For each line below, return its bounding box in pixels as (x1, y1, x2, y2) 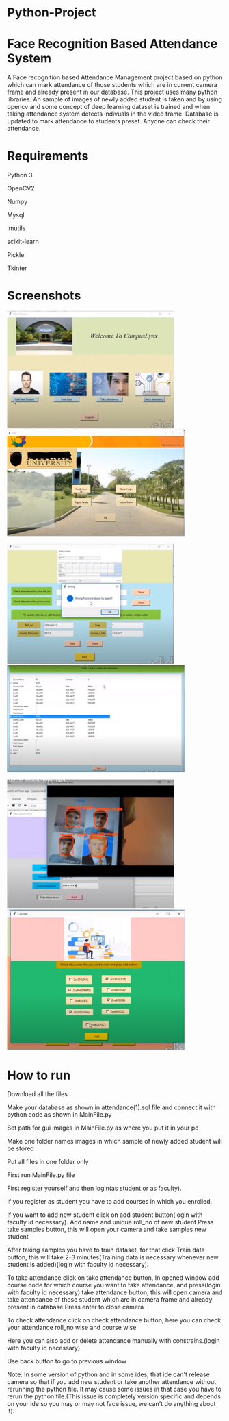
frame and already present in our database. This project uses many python (7, 88, 218, 97)
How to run (7, 1067, 71, 1083)
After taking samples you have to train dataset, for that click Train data (7, 1246, 205, 1255)
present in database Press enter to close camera (7, 1303, 144, 1311)
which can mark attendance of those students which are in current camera (7, 81, 217, 89)
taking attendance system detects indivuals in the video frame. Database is (7, 110, 219, 118)
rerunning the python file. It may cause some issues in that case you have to (7, 1385, 222, 1394)
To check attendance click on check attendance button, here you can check (7, 1316, 221, 1324)
